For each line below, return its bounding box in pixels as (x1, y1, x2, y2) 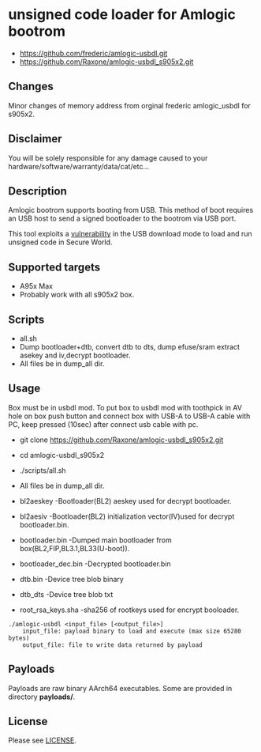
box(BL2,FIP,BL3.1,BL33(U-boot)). (19, 543, 130, 553)
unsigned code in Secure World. (8, 237, 113, 247)
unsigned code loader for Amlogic (8, 6, 237, 24)
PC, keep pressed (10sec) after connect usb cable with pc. (8, 419, 199, 429)
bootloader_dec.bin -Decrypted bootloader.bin (19, 559, 171, 569)
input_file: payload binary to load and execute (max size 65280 (22, 627, 242, 635)
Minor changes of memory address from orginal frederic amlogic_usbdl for (8, 100, 251, 110)
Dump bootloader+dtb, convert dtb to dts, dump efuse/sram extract (19, 342, 240, 351)
